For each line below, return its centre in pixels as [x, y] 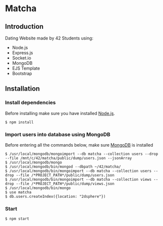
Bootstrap [22, 73]
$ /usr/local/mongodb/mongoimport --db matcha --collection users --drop [82, 154]
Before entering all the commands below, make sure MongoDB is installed [79, 145]
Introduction [24, 27]
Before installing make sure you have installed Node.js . [60, 113]
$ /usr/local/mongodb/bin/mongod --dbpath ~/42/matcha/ [63, 167]
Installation [22, 89]
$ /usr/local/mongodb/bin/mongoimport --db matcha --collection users [78, 171]
